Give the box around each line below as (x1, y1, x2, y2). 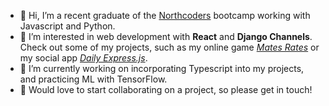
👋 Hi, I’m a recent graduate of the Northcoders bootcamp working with (19, 10, 311, 21)
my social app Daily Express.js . (19, 52, 148, 64)
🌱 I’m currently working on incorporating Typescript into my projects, (19, 63, 305, 74)
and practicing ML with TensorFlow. (19, 73, 168, 85)
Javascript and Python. (19, 20, 116, 32)
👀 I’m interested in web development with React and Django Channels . (19, 31, 313, 42)
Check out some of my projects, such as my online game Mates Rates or (19, 41, 320, 53)
